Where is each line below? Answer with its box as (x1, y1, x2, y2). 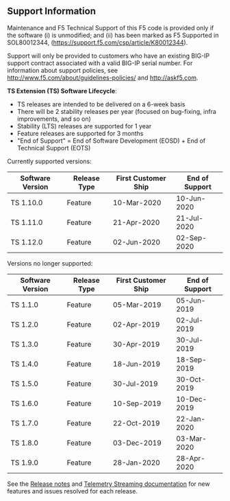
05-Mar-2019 (112, 300, 162, 310)
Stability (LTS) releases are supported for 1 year (16, 121, 152, 130)
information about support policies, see (7, 66, 118, 74)
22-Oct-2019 (112, 418, 160, 428)
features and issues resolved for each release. (7, 487, 138, 495)
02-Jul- (175, 315, 204, 325)
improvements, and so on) (16, 115, 91, 123)
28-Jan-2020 (112, 458, 161, 467)
